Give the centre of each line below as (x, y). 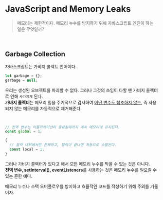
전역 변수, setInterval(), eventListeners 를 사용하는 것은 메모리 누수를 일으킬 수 (81, 170)
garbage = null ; (21, 80)
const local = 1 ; (27, 149)
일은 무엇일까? (31, 29)
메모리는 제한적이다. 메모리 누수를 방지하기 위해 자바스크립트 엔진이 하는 (85, 23)
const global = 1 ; (24, 132)
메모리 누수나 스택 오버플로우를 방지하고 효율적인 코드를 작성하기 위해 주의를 (77, 186)
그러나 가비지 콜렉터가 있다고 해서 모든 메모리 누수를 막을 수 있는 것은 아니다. (78, 164)
